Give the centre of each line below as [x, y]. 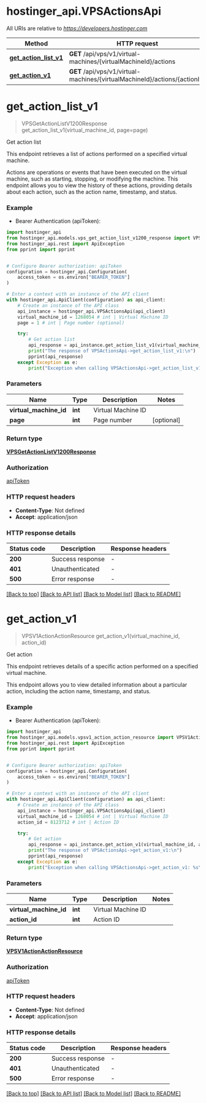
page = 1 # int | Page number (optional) [71, 323]
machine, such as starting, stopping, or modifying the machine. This [92, 179]
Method [36, 43]
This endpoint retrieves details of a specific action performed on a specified [102, 666]
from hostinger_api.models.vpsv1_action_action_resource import [90, 738]
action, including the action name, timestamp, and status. [79, 691]
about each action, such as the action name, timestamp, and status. [92, 192]
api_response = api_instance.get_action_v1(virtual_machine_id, [112, 845]
